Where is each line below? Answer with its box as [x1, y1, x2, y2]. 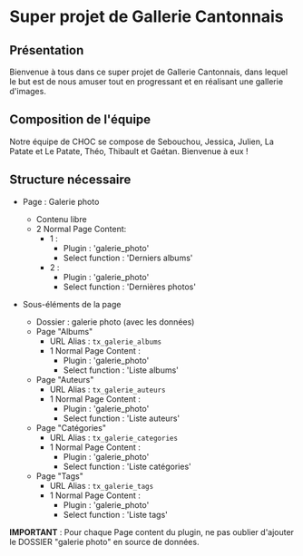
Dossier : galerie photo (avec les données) [35, 316, 195, 327]
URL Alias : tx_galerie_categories [49, 432, 179, 443]
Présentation [9, 43, 84, 58]
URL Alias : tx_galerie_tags [49, 480, 154, 491]
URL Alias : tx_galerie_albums [49, 336, 161, 346]
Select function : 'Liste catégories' [63, 461, 192, 472]
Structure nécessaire [9, 172, 132, 188]
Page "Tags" [35, 470, 83, 482]
